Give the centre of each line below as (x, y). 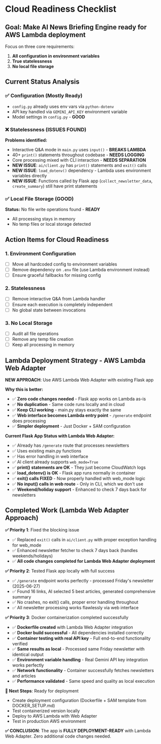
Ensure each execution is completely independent (62, 304)
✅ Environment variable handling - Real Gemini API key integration (80, 659)
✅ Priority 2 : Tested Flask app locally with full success (60, 571)
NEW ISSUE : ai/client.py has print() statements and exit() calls (79, 165)
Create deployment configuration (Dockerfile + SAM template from (79, 700)
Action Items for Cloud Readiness (57, 239)
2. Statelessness (25, 288)
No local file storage (33, 66)
